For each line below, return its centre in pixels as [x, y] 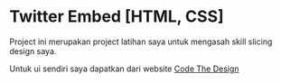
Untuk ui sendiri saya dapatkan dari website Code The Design [124, 69]
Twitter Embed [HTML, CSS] [117, 17]
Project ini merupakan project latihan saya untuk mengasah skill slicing [141, 41]
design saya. [33, 51]
